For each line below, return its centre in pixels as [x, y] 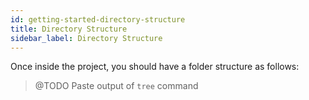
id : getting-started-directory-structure [98, 19]
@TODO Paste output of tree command [116, 86]
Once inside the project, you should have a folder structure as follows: [155, 67]
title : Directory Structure [69, 29]
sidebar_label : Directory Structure [86, 38]
